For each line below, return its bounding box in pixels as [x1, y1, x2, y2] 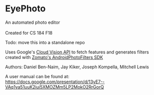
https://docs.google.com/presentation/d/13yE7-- [5, 79, 105, 85]
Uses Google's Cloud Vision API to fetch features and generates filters [5, 49, 149, 55]
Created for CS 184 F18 [5, 30, 53, 36]
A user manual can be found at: [5, 73, 70, 79]
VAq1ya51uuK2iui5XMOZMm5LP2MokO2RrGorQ [5, 84, 104, 90]
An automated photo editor [5, 19, 61, 25]
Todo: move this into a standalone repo [5, 39, 85, 45]
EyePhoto [5, 3, 46, 14]
